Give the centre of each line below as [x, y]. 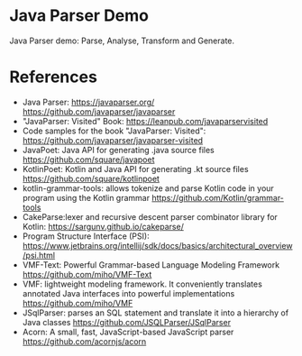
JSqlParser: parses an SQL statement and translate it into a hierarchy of [156, 313]
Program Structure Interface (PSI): [86, 236]
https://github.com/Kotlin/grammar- [218, 197]
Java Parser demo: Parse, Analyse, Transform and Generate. [122, 41]
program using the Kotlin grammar [86, 197]
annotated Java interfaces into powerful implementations [128, 293]
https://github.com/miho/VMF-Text [87, 274]
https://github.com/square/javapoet [88, 160]
